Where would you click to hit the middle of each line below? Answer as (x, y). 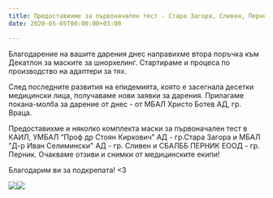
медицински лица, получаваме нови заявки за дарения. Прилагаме (126, 95)
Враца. (20, 112)
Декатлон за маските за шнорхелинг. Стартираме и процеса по (119, 62)
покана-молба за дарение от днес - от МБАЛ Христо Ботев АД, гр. (125, 104)
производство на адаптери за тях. (68, 71)
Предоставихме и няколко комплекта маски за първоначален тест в (128, 128)
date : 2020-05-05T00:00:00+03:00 (65, 24)
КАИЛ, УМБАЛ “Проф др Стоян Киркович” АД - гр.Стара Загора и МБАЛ (134, 137)
